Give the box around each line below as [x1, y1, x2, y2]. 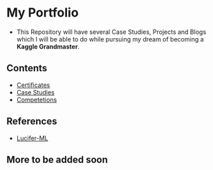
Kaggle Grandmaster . [16, 42, 80, 50]
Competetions [16, 95, 57, 104]
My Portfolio [6, 5, 79, 21]
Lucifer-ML [16, 133, 49, 142]
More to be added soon [6, 153, 109, 165]
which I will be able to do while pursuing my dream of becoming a [16, 35, 205, 43]
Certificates [16, 81, 50, 89]
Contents [6, 62, 48, 74]
